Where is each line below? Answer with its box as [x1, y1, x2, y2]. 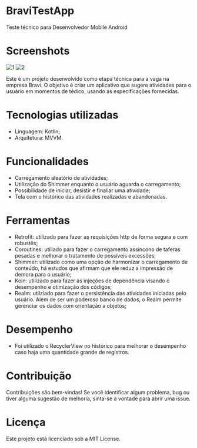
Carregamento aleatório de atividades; [14, 174, 108, 181]
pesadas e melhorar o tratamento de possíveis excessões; [14, 252, 156, 259]
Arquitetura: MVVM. [14, 134, 64, 141]
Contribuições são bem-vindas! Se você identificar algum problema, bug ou [6, 388, 190, 396]
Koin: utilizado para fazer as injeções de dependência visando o [14, 277, 170, 284]
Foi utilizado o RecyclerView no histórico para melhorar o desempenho [14, 342, 186, 349]
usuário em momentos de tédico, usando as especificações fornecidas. [6, 87, 179, 95]
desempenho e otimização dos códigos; [14, 283, 112, 290]
